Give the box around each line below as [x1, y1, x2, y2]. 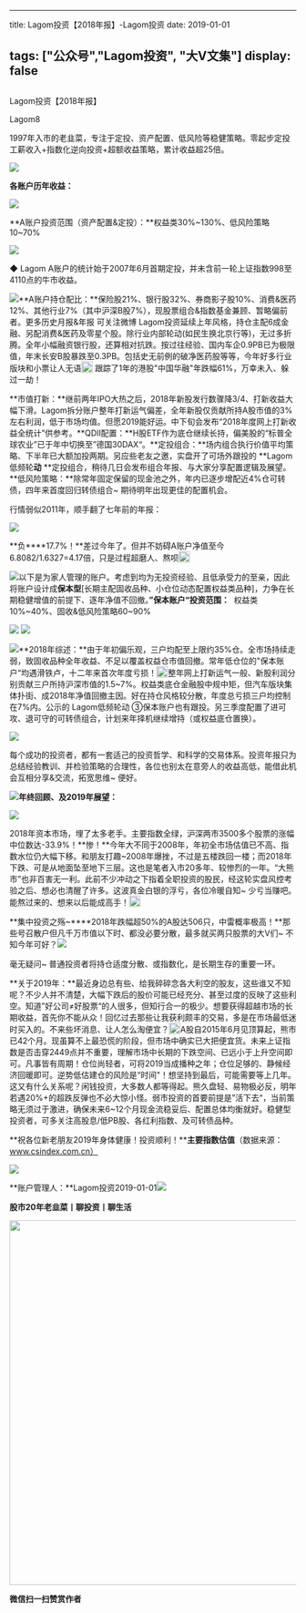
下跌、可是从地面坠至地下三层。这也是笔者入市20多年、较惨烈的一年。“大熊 [9, 862, 294, 873]
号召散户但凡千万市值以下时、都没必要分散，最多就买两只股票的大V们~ [16, 927, 284, 939]
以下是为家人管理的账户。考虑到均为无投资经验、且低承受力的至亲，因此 [18, 571, 290, 582]
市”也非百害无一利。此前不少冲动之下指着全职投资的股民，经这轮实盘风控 [9, 873, 285, 884]
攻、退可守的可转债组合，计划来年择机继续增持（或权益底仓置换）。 [9, 713, 261, 724]
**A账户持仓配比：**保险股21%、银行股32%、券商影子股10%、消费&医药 [18, 293, 297, 304]
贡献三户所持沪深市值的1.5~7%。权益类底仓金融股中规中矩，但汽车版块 [16, 678, 285, 689]
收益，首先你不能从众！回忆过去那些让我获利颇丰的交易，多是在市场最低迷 [16, 1012, 297, 1022]
